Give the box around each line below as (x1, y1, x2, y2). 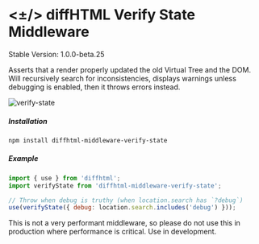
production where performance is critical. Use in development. (8, 227, 217, 237)
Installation (8, 116, 48, 126)
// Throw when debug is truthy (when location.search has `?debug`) (8, 196, 244, 205)
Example (8, 154, 39, 163)
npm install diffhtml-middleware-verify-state (8, 136, 168, 144)
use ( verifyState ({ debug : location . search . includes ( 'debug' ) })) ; (8, 204, 236, 212)
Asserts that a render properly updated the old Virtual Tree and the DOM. (8, 64, 252, 74)
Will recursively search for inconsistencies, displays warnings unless (8, 73, 236, 83)
